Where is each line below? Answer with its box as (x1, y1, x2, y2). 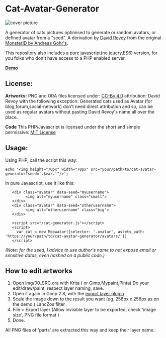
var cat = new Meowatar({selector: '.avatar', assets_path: (16, 229, 145, 234)
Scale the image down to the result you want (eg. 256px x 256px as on (12, 296, 159, 302)
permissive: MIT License (5, 129, 56, 135)
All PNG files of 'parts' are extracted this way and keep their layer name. (5, 327, 155, 333)
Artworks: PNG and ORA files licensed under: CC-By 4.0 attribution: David (5, 92, 160, 98)
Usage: (5, 144, 29, 152)
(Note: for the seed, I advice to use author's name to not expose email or (5, 247, 156, 253)
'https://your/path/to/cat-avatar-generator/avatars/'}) (5, 234, 127, 239)
